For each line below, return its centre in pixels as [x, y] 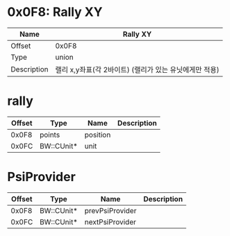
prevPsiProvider [110, 210]
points [50, 135]
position [98, 135]
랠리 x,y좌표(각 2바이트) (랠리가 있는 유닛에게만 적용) [138, 69]
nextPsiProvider [110, 221]
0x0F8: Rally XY [55, 12]
